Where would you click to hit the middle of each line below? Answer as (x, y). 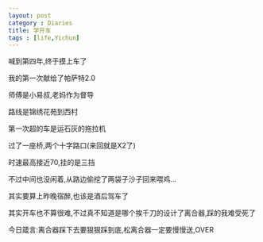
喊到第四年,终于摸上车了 (48, 61)
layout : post (30, 15)
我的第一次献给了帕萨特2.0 (52, 78)
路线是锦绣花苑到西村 (43, 112)
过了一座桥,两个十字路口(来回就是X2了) (72, 146)
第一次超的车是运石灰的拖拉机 (57, 129)
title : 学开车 (30, 30)
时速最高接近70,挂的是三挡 (52, 163)
